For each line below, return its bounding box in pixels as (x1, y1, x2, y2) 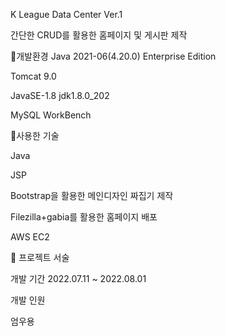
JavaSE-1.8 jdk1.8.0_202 (10, 90, 110, 101)
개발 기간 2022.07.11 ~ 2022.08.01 (10, 273, 147, 284)
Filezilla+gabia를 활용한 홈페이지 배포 (10, 211, 158, 223)
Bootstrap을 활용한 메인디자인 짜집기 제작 (10, 190, 174, 201)
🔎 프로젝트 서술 (10, 252, 70, 263)
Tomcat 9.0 (10, 70, 57, 82)
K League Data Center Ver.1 (10, 9, 123, 20)
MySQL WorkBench (10, 109, 92, 121)
